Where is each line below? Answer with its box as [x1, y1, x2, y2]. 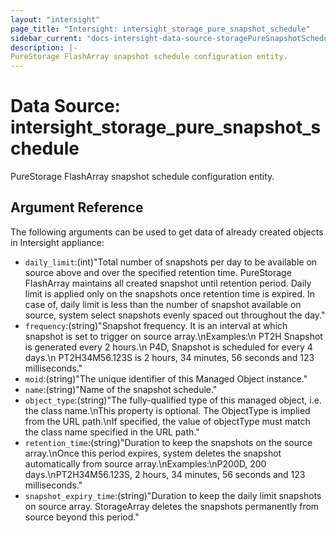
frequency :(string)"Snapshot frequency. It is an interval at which [24, 319, 288, 331]
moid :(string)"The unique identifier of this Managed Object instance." [24, 372, 308, 385]
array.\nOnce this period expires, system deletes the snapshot [24, 447, 282, 459]
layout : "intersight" [10, 14, 101, 25]
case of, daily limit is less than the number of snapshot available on [24, 298, 302, 310]
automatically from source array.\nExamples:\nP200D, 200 [24, 457, 267, 470]
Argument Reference [10, 199, 144, 216]
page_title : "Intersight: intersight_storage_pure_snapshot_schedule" [10, 24, 311, 34]
